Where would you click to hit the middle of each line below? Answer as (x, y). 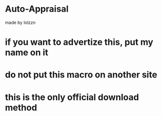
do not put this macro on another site (81, 75)
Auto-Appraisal (37, 9)
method (21, 107)
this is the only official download (72, 97)
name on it (27, 53)
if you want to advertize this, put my (79, 42)
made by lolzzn (20, 22)
